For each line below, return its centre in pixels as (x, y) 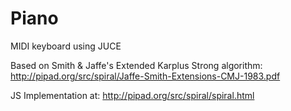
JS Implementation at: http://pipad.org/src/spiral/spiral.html (132, 95)
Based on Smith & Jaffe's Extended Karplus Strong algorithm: (136, 65)
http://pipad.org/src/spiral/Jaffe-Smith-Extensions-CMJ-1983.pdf (145, 76)
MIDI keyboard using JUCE (66, 46)
